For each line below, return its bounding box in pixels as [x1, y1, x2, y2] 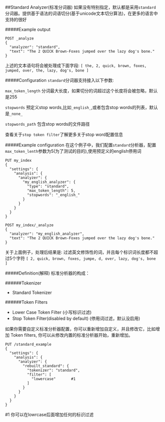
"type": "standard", [27, 184, 69, 189]
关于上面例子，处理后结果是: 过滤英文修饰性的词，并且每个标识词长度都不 [5, 249, 154, 255]
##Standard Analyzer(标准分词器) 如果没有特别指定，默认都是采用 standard [5, 4, 156, 10]
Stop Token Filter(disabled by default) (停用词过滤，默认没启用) [12, 316, 140, 321]
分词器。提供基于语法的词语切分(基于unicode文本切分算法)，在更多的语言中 [5, 10, 158, 16]
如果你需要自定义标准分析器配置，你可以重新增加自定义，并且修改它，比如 [5, 326, 156, 332]
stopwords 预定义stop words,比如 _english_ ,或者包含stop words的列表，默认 [5, 105, 158, 110]
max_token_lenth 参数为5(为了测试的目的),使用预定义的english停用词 [5, 148, 141, 154]
